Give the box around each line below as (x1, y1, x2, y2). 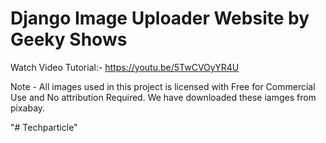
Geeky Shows (10, 28, 128, 51)
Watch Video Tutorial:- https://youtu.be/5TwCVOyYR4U (10, 61, 240, 73)
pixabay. (10, 102, 46, 114)
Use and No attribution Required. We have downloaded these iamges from (10, 91, 317, 103)
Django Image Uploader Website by (10, 7, 310, 30)
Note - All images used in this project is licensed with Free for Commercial (10, 80, 316, 92)
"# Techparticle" (10, 121, 78, 133)
